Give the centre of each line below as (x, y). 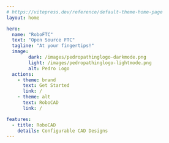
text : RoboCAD (41, 103)
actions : (23, 74)
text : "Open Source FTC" (43, 40)
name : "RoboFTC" (32, 34)
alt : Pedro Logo (49, 68)
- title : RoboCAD (34, 125)
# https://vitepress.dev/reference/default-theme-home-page (85, 12)
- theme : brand (37, 80)
